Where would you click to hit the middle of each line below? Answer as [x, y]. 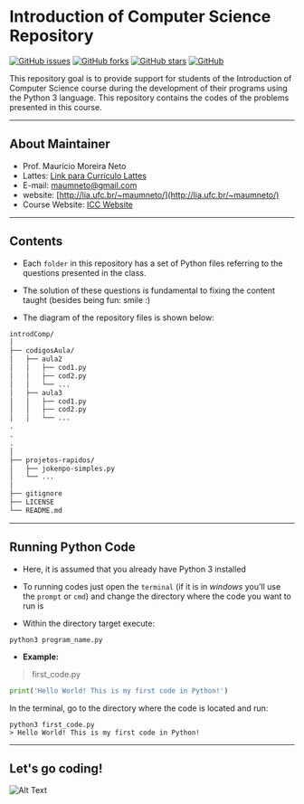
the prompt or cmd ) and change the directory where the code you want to [157, 596]
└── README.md [36, 510]
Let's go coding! [56, 768]
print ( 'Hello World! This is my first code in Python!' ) [119, 690]
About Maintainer [60, 144]
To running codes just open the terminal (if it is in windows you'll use [152, 586]
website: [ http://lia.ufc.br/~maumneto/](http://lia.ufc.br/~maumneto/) [151, 194]
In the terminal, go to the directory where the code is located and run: [139, 708]
